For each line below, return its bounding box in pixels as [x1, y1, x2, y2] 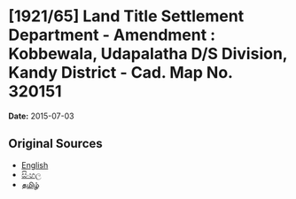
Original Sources [8, 136, 103, 151]
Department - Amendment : [8, 25, 216, 45]
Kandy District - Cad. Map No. [8, 63, 233, 83]
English [20, 159, 49, 170]
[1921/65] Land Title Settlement [8, 6, 245, 27]
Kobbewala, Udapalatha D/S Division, [8, 44, 288, 64]
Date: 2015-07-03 [8, 111, 74, 121]
